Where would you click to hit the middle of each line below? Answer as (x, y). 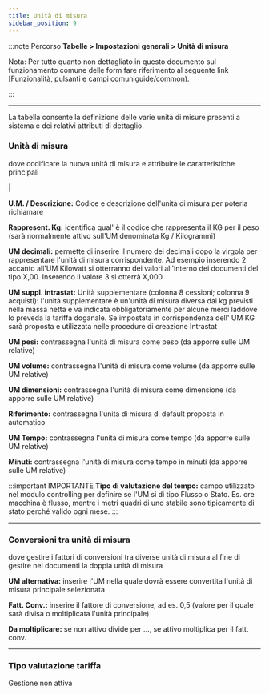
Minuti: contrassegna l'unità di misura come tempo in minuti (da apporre (128, 462)
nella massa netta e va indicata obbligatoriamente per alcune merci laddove (133, 309)
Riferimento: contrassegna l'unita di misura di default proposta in (116, 414)
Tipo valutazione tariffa (55, 666)
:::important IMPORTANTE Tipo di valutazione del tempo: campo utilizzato (131, 486)
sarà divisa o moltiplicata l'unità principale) (79, 614)
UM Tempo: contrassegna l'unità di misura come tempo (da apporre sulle (129, 438)
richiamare (26, 211)
